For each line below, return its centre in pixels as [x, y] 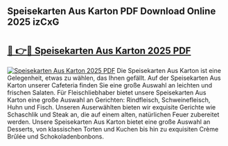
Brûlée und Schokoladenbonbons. [55, 136]
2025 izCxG [33, 22]
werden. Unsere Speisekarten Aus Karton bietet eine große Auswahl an [109, 122]
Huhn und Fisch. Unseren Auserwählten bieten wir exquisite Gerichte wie [112, 107]
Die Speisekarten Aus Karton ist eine [169, 71]
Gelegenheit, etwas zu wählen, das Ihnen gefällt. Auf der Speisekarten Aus [114, 78]
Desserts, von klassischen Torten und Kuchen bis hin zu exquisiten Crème [113, 129]
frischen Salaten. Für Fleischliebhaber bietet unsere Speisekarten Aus [107, 93]
